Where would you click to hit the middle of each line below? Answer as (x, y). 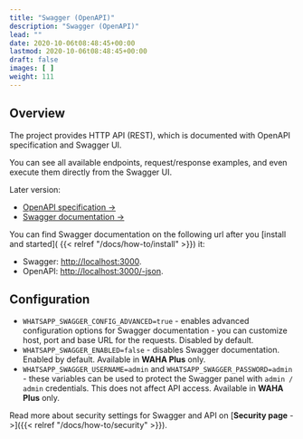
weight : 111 (32, 77)
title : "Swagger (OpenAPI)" (62, 18)
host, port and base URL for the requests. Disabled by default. (138, 340)
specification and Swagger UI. (66, 145)
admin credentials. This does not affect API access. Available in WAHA (153, 388)
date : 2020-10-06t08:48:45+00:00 (72, 43)
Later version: (35, 189)
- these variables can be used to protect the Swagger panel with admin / (158, 379)
